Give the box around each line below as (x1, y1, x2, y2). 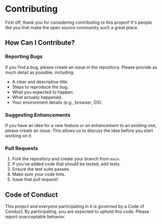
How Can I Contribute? (5, 39, 75, 47)
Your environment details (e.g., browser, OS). (12, 99, 103, 105)
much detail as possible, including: (5, 69, 74, 75)
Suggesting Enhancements (5, 112, 71, 118)
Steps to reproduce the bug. (12, 84, 69, 90)
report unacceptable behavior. (5, 214, 66, 220)
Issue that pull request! (12, 176, 58, 182)
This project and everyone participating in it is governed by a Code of (5, 204, 144, 209)
